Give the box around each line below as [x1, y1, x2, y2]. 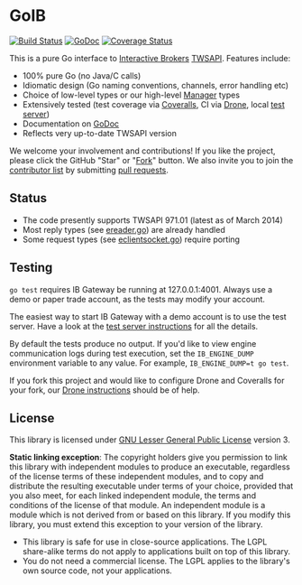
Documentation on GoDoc [22, 118, 120, 129]
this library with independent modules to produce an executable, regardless [9, 461, 290, 472]
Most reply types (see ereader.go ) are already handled [22, 224, 225, 235]
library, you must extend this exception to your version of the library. [9, 519, 263, 530]
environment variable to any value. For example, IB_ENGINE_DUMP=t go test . [9, 357, 289, 368]
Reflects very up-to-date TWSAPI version [22, 127, 178, 138]
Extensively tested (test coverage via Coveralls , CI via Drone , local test [22, 98, 286, 109]
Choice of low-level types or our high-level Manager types [22, 89, 241, 100]
